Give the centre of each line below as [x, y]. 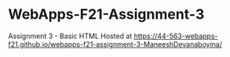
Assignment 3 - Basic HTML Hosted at [70, 36]
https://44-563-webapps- [176, 36]
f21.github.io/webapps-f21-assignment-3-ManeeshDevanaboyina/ [115, 44]
